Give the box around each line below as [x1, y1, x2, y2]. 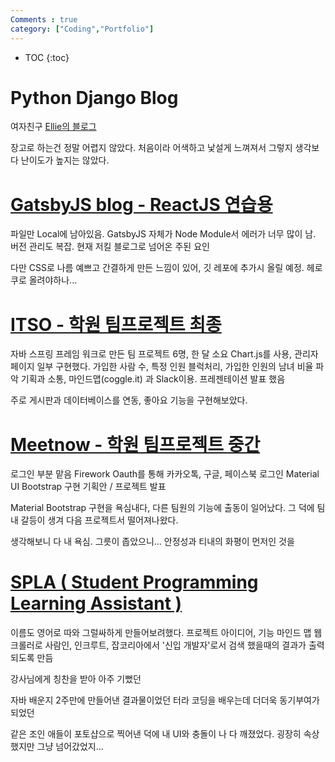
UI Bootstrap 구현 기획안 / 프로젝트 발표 [10, 481, 167, 493]
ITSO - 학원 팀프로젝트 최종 [10, 313, 222, 336]
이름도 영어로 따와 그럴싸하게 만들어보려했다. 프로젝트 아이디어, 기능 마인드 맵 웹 [10, 627, 323, 639]
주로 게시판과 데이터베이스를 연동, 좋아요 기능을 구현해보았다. [10, 394, 248, 406]
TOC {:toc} [24, 51, 70, 63]
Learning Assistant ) [10, 592, 183, 615]
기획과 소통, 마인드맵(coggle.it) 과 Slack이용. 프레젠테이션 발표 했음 [20, 373, 286, 385]
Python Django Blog [10, 86, 179, 109]
